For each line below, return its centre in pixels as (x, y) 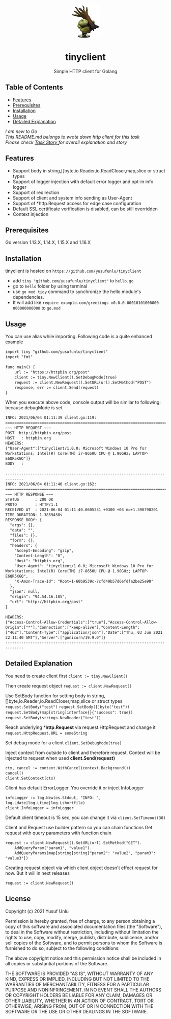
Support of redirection (36, 192)
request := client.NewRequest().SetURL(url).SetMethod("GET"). (74, 843)
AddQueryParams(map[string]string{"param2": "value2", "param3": (85, 853)
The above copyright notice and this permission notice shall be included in (83, 958)
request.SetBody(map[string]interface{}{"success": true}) (69, 712)
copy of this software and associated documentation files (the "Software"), (84, 926)
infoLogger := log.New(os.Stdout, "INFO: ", (53, 798)
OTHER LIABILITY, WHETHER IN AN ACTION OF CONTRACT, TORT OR (79, 1001)
